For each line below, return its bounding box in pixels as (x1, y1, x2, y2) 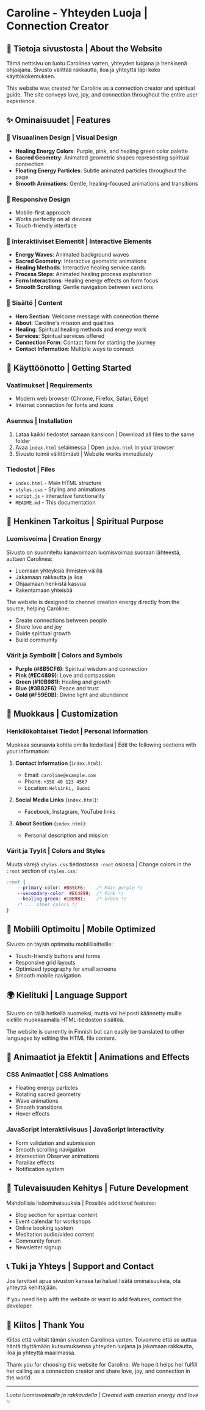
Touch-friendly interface (15, 222, 77, 229)
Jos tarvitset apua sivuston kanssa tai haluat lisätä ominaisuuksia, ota (6, 1277, 181, 1285)
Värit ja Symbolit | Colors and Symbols (6, 651, 123, 660)
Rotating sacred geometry (15, 1090, 81, 1098)
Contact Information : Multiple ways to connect (15, 345, 134, 352)
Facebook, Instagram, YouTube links (24, 808, 116, 815)
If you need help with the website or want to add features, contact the (6, 1296, 182, 1303)
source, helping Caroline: (6, 605, 70, 612)
